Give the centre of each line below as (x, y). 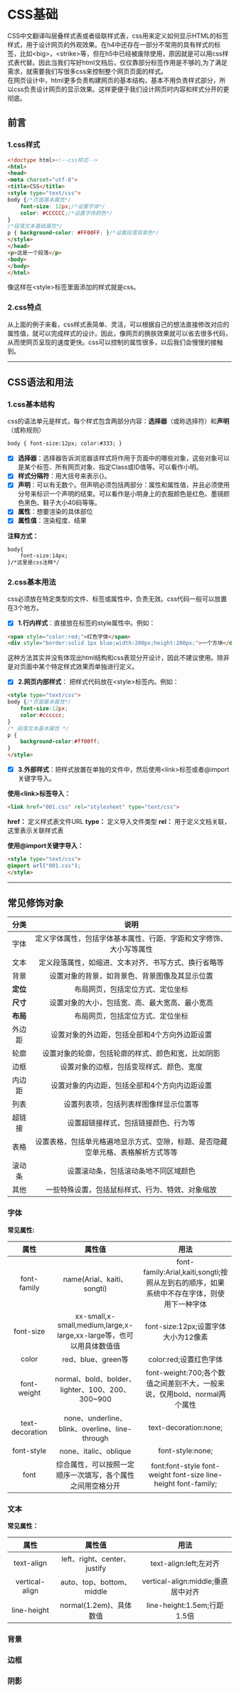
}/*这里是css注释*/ (33, 563)
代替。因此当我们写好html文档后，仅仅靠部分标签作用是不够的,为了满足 (123, 62)
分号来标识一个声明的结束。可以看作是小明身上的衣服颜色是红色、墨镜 (121, 494)
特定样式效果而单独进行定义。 (95, 666)
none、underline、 (95, 1418)
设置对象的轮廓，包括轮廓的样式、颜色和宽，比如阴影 (131, 1053)
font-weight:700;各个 (182, 1373)
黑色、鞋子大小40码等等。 (62, 502)
